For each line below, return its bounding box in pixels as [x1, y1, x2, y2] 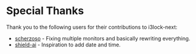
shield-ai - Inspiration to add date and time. [14, 41, 121, 48]
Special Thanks [6, 4, 84, 18]
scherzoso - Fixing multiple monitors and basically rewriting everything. [14, 35, 191, 42]
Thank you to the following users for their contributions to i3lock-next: [6, 23, 178, 31]
